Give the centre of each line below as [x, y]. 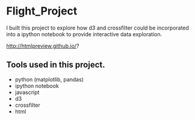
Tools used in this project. [56, 65]
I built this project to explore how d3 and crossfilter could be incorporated [98, 28]
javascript [27, 92]
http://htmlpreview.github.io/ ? [43, 46]
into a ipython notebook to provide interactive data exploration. [84, 34]
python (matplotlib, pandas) [49, 79]
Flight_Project [42, 11]
